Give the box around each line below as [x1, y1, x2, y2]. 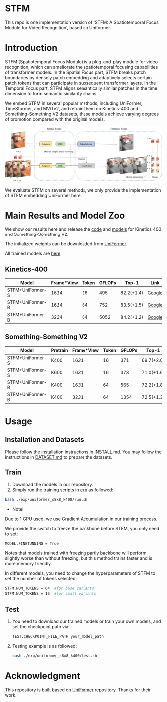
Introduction [5, 42, 58, 54]
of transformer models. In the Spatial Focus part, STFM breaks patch [5, 69, 146, 75]
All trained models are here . [5, 250, 62, 257]
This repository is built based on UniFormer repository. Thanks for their [5, 687, 151, 693]
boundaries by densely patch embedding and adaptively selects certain [5, 74, 152, 80]
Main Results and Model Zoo [5, 210, 125, 221]
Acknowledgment [5, 670, 81, 681]
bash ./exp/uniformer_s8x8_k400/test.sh [12, 653, 97, 658]
